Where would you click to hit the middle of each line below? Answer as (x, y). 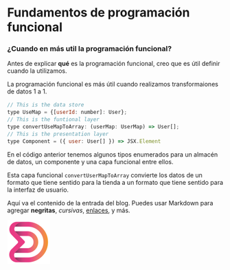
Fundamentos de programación (99, 13)
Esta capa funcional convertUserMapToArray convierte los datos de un (105, 175)
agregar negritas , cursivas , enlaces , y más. (69, 210)
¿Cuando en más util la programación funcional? (90, 49)
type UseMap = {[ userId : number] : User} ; (67, 112)
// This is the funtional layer (53, 120)
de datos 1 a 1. (27, 91)
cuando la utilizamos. (37, 71)
